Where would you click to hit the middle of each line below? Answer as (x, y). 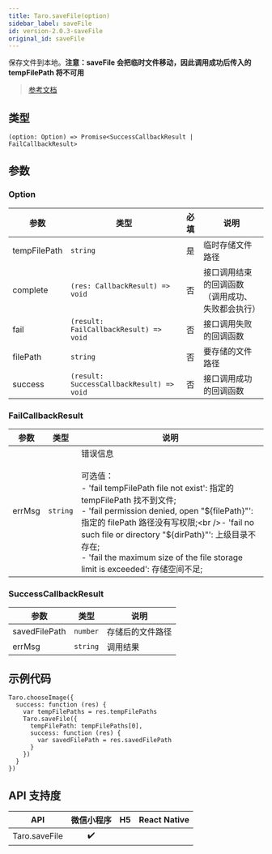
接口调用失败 (228, 323)
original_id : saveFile (47, 38)
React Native (164, 819)
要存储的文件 (228, 351)
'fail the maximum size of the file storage (166, 557)
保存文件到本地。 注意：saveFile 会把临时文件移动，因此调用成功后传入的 (130, 62)
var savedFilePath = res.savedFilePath (105, 741)
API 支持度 (35, 795)
